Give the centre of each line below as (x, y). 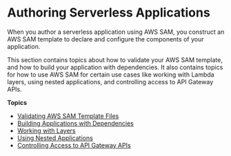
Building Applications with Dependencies (76, 123)
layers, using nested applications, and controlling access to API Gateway (110, 81)
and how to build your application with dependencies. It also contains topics (115, 67)
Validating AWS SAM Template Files (68, 116)
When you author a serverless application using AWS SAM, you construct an (116, 32)
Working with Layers (46, 130)
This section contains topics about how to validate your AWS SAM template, (115, 59)
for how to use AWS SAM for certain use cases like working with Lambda (111, 75)
